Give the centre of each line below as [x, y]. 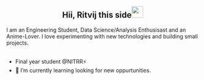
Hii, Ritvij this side [97, 15]
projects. [17, 43]
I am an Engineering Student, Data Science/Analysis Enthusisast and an [96, 30]
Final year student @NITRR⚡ [51, 61]
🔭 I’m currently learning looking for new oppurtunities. [83, 70]
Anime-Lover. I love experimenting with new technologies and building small [102, 36]
